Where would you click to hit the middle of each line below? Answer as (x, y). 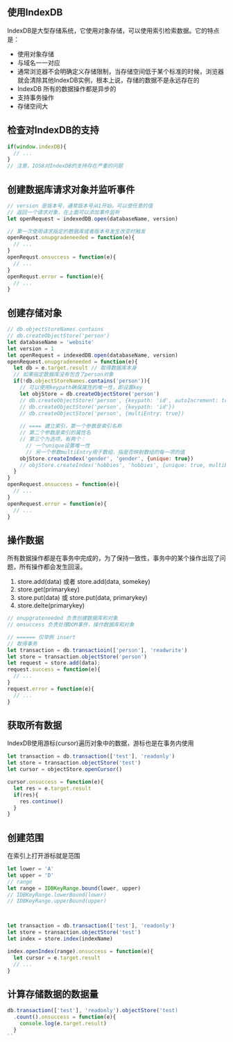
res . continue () (42, 801)
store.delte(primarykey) (51, 605)
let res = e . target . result (52, 788)
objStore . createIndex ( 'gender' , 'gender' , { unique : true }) (107, 458)
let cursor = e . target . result (57, 958)
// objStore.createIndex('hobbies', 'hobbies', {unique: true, (113, 465)
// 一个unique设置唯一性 (58, 446)
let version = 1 (31, 349)
